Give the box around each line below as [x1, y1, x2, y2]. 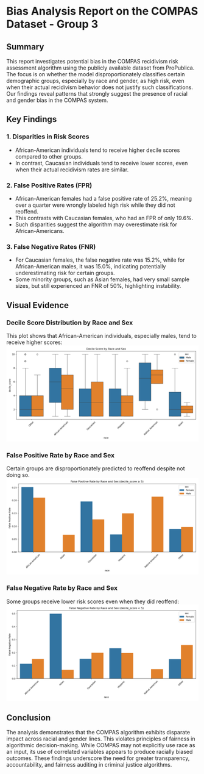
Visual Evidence [6, 300, 69, 310]
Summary [6, 41, 44, 52]
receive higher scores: [6, 339, 63, 346]
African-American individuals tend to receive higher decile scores [15, 146, 180, 154]
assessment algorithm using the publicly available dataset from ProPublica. [6, 64, 195, 71]
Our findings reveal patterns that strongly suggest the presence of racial [6, 90, 188, 97]
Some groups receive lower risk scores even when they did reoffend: [6, 598, 180, 605]
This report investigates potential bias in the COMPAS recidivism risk [6, 58, 178, 65]
